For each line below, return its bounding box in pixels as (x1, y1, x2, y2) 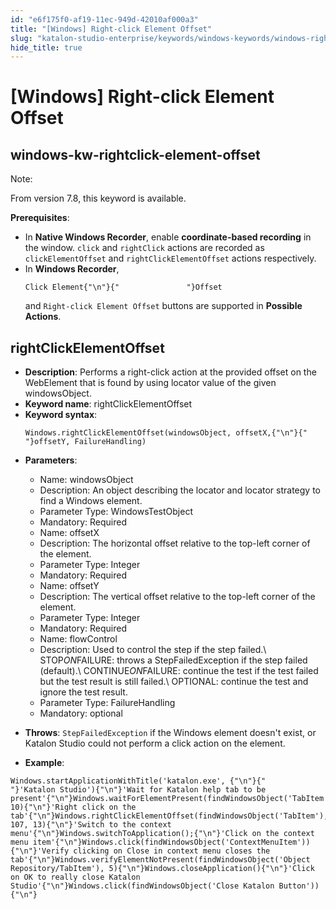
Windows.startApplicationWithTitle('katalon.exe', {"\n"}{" (10, 776, 267, 786)
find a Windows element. (39, 495, 143, 507)
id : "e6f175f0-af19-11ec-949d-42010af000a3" (10, 14, 199, 25)
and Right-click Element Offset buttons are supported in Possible (24, 300, 303, 312)
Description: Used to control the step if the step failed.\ (39, 644, 267, 656)
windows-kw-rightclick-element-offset (10, 146, 261, 163)
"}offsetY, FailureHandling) (24, 437, 147, 447)
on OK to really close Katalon (10, 872, 141, 883)
